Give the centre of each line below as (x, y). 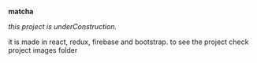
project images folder (43, 50)
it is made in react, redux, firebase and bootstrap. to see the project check (128, 42)
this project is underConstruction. (62, 26)
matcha (21, 11)
